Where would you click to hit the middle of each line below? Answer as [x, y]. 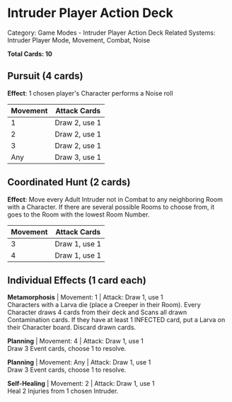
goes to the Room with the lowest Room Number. [79, 214]
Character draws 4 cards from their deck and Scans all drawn [97, 312]
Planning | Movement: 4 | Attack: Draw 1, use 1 [75, 341]
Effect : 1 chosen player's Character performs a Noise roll [90, 93]
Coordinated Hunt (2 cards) [69, 182]
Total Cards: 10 [30, 54]
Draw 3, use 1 [78, 157]
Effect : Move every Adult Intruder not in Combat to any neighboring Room [115, 199]
